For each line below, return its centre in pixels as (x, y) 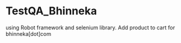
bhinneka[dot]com (29, 33)
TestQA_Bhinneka (51, 11)
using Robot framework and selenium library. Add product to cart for (91, 27)
